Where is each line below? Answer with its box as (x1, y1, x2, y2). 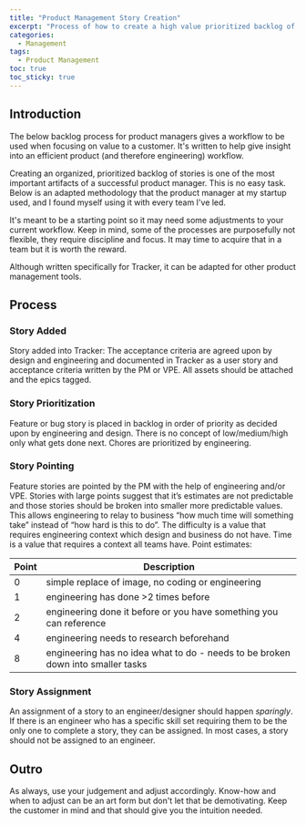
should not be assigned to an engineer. (9, 735, 156, 746)
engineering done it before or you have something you (46, 605, 279, 618)
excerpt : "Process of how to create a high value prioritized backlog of (9, 22, 296, 31)
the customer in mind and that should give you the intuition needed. (9, 804, 263, 816)
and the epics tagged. (9, 375, 92, 386)
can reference (46, 616, 107, 629)
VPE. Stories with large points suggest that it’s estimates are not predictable (9, 490, 294, 501)
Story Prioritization (9, 397, 96, 410)
